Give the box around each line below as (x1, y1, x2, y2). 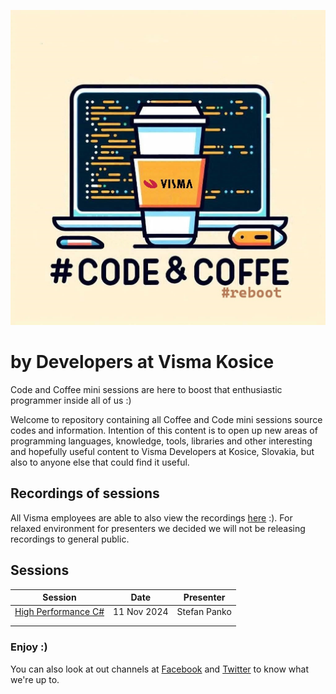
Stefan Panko (176, 606, 232, 618)
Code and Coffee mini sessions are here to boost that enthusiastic (10, 383, 283, 395)
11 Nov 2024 (113, 606, 169, 618)
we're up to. (10, 673, 60, 685)
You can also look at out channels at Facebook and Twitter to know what (10, 663, 309, 675)
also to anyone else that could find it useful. (10, 456, 190, 468)
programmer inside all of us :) (10, 394, 132, 406)
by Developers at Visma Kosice (10, 351, 275, 374)
